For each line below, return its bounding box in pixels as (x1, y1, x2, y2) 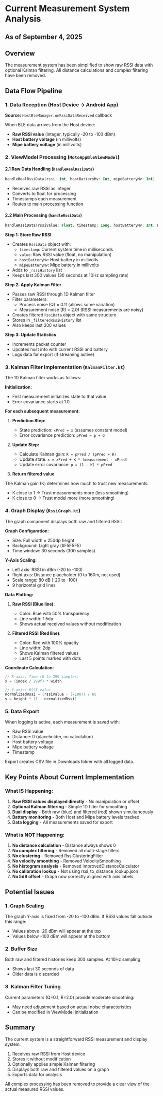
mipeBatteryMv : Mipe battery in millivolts (19, 262, 99, 268)
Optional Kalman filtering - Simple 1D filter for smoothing (12, 804, 128, 810)
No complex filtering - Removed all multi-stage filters (12, 848, 120, 854)
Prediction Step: (12, 418, 46, 424)
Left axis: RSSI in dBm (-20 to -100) (12, 567, 83, 572)
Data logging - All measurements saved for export (12, 820, 113, 825)
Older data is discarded (12, 971, 59, 977)
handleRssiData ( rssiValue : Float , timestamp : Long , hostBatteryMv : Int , (5, 223, 155, 228)
